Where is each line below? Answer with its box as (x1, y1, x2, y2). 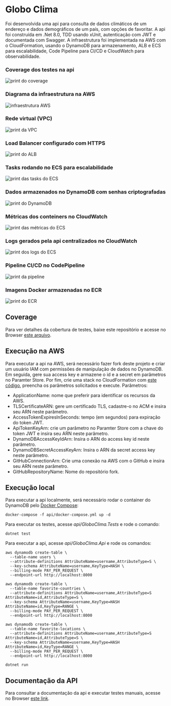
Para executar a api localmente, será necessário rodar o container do (5, 497, 151, 503)
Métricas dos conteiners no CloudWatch (5, 213, 108, 220)
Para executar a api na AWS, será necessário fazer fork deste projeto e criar (5, 360, 165, 366)
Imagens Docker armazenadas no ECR (5, 286, 102, 293)
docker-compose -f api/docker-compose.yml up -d (5, 512, 111, 518)
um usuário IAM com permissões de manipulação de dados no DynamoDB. (5, 366, 163, 372)
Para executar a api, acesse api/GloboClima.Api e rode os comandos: (5, 540, 152, 546)
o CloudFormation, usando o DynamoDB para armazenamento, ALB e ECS (5, 42, 161, 48)
